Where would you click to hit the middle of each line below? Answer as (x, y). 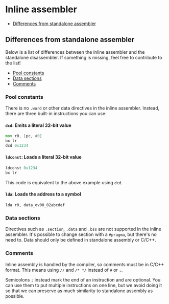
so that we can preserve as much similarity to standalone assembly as (79, 291)
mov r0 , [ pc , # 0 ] (24, 136)
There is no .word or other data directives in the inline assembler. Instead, (82, 108)
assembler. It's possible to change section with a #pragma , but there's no (81, 234)
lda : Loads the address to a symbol (43, 194)
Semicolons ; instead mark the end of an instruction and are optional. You (83, 279)
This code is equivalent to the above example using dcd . (64, 182)
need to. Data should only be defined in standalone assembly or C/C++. (81, 240)
